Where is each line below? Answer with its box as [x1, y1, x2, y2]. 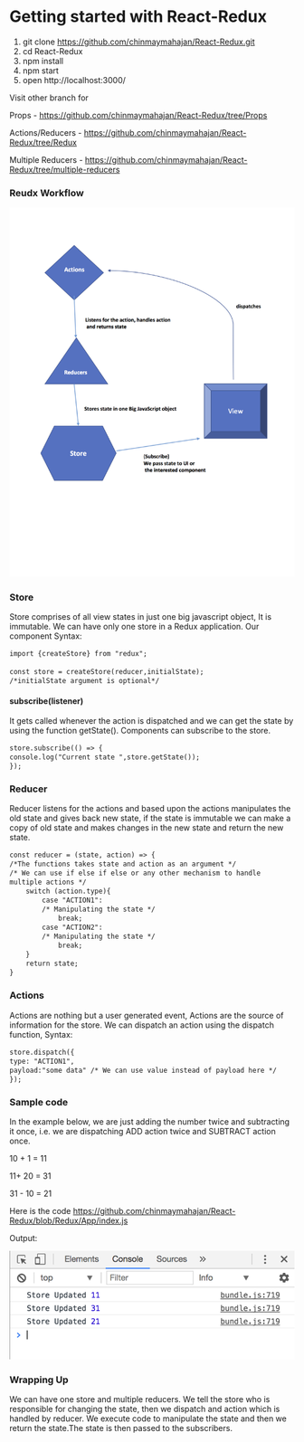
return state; [25, 959, 79, 969]
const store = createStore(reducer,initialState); [9, 667, 204, 676]
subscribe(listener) [9, 695, 84, 707]
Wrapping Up [9, 1373, 70, 1386]
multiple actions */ [9, 878, 88, 887]
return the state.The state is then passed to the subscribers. [9, 1423, 233, 1434]
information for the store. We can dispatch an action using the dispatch [9, 1020, 274, 1030]
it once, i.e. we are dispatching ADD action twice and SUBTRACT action [9, 1126, 276, 1137]
